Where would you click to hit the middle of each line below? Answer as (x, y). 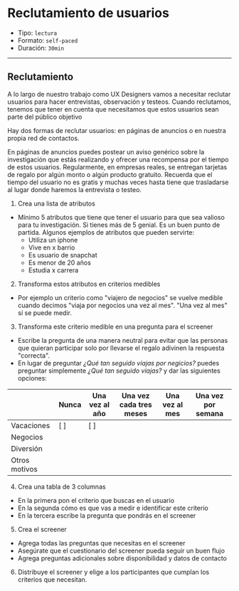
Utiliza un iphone (53, 240)
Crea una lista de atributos (57, 203)
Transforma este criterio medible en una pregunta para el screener (115, 326)
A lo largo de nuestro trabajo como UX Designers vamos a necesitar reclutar (119, 94)
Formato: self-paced (48, 40)
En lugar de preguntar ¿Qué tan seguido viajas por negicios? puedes (118, 363)
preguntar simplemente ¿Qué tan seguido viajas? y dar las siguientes (119, 371)
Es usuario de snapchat (63, 255)
